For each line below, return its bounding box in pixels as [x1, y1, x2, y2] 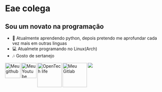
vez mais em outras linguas [12, 40, 67, 46]
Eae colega [5, 3, 51, 14]
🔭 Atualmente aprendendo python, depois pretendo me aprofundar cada [12, 35, 157, 41]
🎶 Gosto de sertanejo [12, 53, 54, 58]
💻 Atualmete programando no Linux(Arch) [12, 46, 97, 52]
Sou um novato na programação [5, 22, 104, 31]
